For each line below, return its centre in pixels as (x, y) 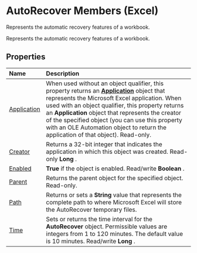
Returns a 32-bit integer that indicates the (104, 144)
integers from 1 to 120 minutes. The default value (115, 234)
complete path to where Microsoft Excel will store (114, 202)
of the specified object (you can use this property (114, 120)
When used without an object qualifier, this (105, 83)
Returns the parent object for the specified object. (115, 178)
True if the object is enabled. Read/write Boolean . (115, 168)
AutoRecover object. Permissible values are (107, 226)
